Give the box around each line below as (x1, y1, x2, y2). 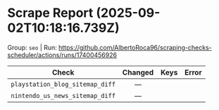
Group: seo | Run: (7, 43, 58, 51)
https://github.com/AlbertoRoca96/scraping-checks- (58, 43, 213, 51)
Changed (122, 67, 154, 77)
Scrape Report (7, 5, 94, 21)
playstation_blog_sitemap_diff (11, 80, 116, 88)
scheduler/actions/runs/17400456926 (7, 51, 118, 59)
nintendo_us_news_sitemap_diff (11, 92, 116, 99)
